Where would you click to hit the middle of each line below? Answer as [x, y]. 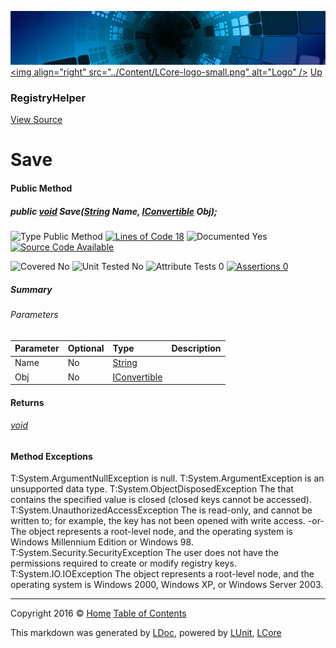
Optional [86, 348]
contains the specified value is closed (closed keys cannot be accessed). [161, 500]
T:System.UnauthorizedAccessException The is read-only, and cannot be [161, 510]
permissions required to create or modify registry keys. [123, 563]
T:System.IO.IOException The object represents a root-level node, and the [162, 574]
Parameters [34, 314]
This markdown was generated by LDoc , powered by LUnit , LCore [146, 633]
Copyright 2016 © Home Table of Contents [98, 613]
